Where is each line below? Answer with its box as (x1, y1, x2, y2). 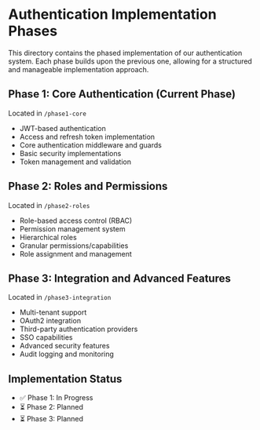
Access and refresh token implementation (19, 132, 156, 141)
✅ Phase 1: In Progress (19, 393, 93, 403)
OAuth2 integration (19, 316, 81, 326)
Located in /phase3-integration (8, 293, 112, 302)
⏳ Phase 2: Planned (19, 403, 84, 412)
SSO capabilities (19, 333, 73, 342)
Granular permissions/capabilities (19, 241, 129, 250)
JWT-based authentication (19, 123, 106, 133)
